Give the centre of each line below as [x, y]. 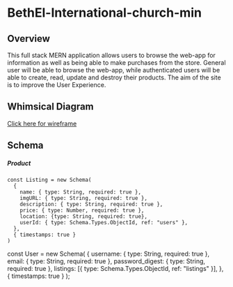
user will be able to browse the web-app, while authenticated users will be [114, 70]
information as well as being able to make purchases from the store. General [116, 63]
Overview [29, 39]
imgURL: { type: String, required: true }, [84, 199]
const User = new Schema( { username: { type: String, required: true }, [109, 254]
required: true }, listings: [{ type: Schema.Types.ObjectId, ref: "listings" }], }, [115, 269]
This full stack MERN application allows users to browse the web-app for [111, 55]
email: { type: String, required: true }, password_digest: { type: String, [106, 261]
